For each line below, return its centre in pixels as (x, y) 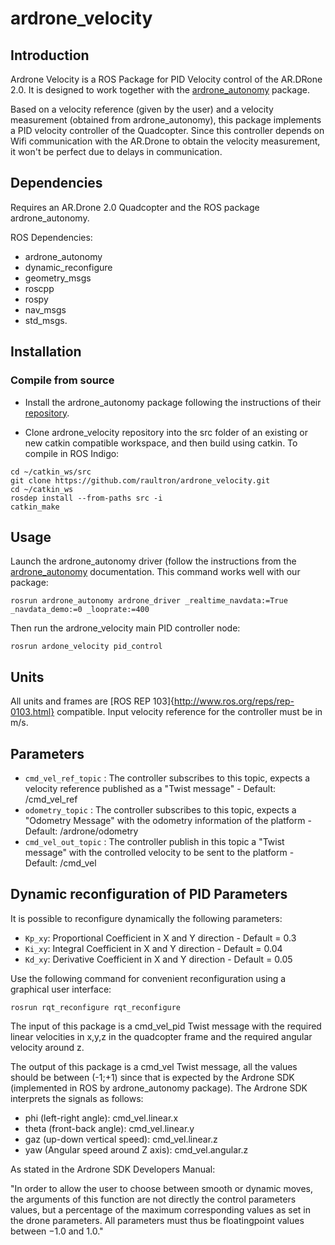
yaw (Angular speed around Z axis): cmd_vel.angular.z (136, 1149)
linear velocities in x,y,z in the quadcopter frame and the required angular (161, 1036)
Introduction (50, 55)
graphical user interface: (61, 989)
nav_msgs (45, 309)
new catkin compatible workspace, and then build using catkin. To (161, 443)
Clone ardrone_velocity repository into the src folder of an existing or (166, 432)
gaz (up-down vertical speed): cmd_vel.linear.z (121, 1139)
